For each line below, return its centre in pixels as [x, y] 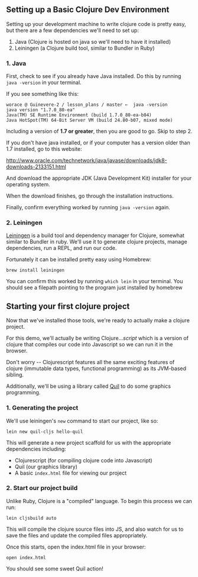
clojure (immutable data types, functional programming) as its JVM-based [96, 368]
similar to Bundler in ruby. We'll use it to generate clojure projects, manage [97, 242]
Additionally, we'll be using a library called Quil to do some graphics [89, 386]
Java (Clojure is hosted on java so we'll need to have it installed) [93, 41]
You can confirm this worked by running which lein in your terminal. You [95, 281]
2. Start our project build [42, 488]
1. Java [16, 63]
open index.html [26, 557]
